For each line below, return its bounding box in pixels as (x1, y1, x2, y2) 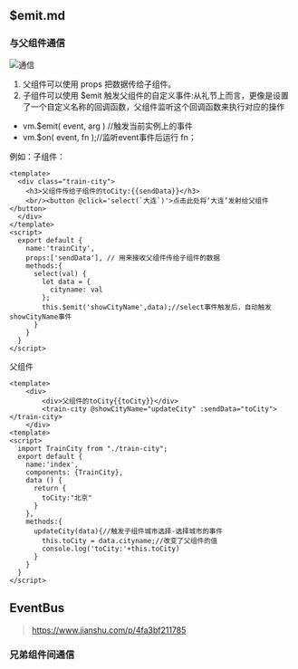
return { (33, 483, 67, 492)
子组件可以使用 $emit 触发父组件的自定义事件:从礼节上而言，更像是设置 (22, 90, 290, 100)
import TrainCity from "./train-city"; (17, 444, 168, 453)
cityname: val (49, 285, 103, 294)
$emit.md (9, 8, 66, 24)
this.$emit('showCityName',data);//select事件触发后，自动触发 (42, 302, 272, 311)
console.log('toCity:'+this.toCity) (42, 544, 180, 553)
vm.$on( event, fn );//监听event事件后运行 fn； (22, 131, 197, 142)
